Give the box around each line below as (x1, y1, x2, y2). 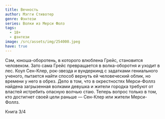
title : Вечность (5, 7, 38, 12)
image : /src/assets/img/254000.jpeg (5, 39, 80, 44)
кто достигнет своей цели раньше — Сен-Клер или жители (5, 94, 130, 100)
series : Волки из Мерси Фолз (5, 21, 65, 26)
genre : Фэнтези (5, 16, 36, 21)
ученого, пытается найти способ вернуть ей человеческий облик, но (5, 73, 151, 79)
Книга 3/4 (5, 109, 26, 115)
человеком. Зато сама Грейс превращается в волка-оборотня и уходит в (5, 62, 160, 68)
